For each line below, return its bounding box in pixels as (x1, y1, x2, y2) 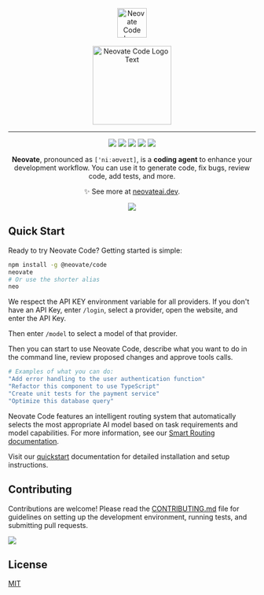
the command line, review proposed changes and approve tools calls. (8, 353, 233, 362)
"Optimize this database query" (8, 397, 114, 405)
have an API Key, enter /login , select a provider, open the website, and (8, 305, 238, 315)
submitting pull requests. (8, 520, 89, 530)
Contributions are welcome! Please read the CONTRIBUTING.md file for (8, 504, 240, 513)
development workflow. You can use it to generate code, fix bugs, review (14, 163, 250, 172)
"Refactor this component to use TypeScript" (8, 382, 159, 390)
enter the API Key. (8, 314, 67, 323)
